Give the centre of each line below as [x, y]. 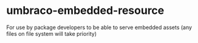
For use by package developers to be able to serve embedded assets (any [99, 27]
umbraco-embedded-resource [85, 11]
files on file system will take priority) [52, 33]
